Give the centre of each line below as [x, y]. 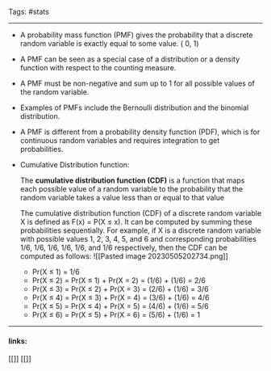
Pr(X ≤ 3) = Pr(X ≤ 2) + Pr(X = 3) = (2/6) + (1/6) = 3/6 [120, 289]
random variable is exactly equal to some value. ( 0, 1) [109, 43]
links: [18, 341]
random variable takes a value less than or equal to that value [122, 198]
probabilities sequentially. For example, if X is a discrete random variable [140, 230]
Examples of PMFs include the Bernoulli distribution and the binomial [134, 108]
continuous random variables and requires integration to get [120, 140]
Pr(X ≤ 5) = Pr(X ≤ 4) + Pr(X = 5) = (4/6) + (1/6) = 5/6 [120, 306]
